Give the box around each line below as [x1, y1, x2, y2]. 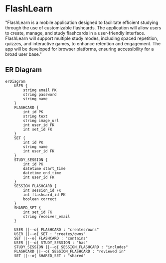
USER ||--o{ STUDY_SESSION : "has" [14, 240, 88, 245]
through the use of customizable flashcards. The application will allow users [5, 24, 162, 30]
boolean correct [23, 196, 57, 202]
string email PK [23, 88, 57, 93]
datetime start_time [23, 166, 66, 171]
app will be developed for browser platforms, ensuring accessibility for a [5, 46, 154, 52]
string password [23, 92, 57, 97]
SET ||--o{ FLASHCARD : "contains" [14, 236, 88, 241]
